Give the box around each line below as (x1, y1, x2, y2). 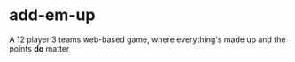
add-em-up (9, 5, 96, 25)
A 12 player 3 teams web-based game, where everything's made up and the (9, 34, 286, 45)
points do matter (9, 43, 70, 53)
